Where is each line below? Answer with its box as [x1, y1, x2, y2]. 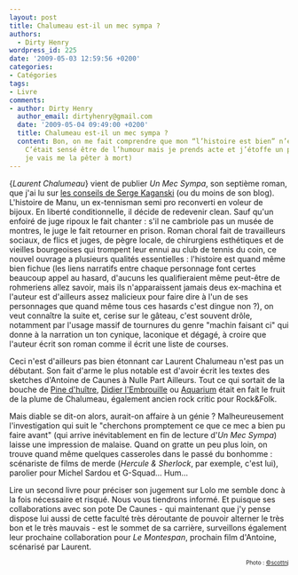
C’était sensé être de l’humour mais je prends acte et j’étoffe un [25, 145, 284, 154]
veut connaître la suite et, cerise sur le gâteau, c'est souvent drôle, [9, 310, 253, 321]
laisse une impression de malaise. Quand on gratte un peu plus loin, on [9, 439, 268, 450]
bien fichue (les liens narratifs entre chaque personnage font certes [9, 263, 256, 274]
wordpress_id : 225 [9, 46, 77, 55]
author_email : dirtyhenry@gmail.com [17, 112, 153, 121]
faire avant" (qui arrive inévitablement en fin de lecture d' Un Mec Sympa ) [9, 429, 278, 440]
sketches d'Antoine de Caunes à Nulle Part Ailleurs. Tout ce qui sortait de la [9, 374, 286, 385]
